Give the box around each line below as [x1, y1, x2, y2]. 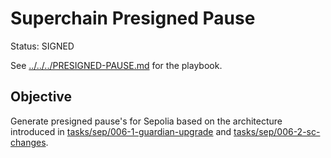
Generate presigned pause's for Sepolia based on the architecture [10, 115, 283, 127]
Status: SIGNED [10, 40, 75, 52]
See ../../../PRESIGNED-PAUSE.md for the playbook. [10, 59, 223, 71]
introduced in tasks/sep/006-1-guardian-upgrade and [10, 125, 232, 137]
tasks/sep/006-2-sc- [233, 125, 321, 137]
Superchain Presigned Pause [10, 7, 256, 30]
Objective [10, 88, 73, 106]
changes [10, 136, 47, 148]
